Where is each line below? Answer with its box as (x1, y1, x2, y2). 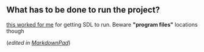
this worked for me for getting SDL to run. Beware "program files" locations (6, 21, 198, 28)
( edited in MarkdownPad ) (6, 39, 71, 46)
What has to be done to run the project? (6, 5, 160, 15)
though (6, 27, 24, 34)
